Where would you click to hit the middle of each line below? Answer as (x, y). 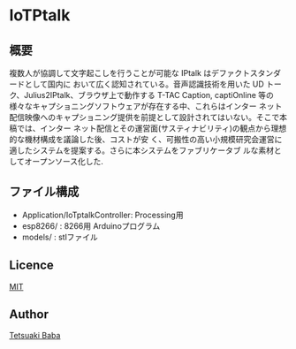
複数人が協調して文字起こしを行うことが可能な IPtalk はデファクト (129, 73)
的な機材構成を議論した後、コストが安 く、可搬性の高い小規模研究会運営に (146, 139)
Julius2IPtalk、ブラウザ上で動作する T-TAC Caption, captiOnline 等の (148, 95)
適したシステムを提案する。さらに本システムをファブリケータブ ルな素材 (142, 150)
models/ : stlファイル (60, 237)
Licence (32, 266)
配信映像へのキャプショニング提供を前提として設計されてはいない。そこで (144, 117)
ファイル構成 (44, 192)
